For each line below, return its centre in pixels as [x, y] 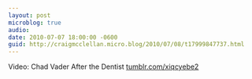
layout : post [30, 15]
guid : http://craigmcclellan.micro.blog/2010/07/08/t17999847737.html [126, 45]
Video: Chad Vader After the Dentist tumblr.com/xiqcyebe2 [104, 66]
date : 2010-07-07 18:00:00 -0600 [63, 37]
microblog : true [35, 23]
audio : [19, 30]
